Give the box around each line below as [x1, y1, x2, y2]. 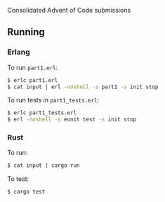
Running [7, 26, 46, 38]
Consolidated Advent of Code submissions [7, 6, 131, 14]
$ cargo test [7, 189, 46, 196]
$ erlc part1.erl [7, 76, 58, 83]
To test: [7, 175, 29, 183]
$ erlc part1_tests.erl [7, 109, 77, 116]
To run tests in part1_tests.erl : [7, 96, 100, 105]
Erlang [7, 47, 30, 57]
